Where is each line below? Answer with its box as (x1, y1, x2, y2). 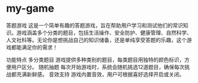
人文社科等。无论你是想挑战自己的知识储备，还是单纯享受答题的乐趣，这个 (6, 36, 187, 43)
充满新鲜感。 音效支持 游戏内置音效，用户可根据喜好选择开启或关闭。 (16, 71, 184, 78)
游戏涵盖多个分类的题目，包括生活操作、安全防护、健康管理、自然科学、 (16, 29, 192, 36)
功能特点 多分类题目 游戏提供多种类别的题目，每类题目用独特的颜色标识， (6, 56, 184, 63)
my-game (6, 2, 55, 15)
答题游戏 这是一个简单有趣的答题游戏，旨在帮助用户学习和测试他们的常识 (6, 22, 183, 29)
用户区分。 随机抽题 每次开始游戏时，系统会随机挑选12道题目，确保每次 (11, 63, 185, 70)
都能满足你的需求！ (11, 43, 58, 51)
